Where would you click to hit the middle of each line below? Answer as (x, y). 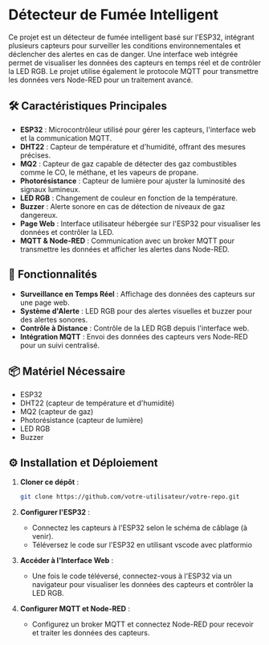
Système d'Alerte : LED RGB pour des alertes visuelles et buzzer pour (136, 310)
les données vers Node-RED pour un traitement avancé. (101, 80)
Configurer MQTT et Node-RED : (75, 609)
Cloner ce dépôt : (49, 482)
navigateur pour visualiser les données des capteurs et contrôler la (143, 585)
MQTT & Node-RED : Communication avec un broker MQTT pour (127, 240)
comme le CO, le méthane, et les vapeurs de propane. (109, 172)
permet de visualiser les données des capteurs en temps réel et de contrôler (135, 63)
